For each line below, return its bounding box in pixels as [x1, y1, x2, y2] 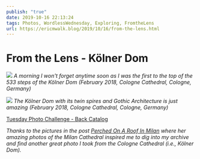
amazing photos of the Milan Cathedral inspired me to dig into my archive [6, 134, 189, 141]
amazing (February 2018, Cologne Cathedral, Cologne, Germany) [6, 104, 169, 111]
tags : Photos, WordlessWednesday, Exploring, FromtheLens [6, 20, 154, 26]
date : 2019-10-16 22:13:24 [6, 14, 74, 20]
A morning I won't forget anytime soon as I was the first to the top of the [13, 72, 193, 79]
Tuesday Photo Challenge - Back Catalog [6, 116, 108, 123]
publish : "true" [6, 8, 47, 15]
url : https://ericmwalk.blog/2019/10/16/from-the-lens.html [6, 25, 160, 32]
